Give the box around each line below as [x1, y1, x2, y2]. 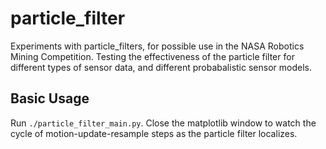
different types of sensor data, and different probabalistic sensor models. [10, 61, 312, 73]
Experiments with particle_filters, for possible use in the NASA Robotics [10, 40, 305, 52]
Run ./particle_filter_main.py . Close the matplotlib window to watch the [10, 117, 317, 129]
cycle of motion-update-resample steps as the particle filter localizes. [10, 127, 298, 139]
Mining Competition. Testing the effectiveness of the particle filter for [10, 50, 295, 62]
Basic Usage [10, 90, 90, 107]
